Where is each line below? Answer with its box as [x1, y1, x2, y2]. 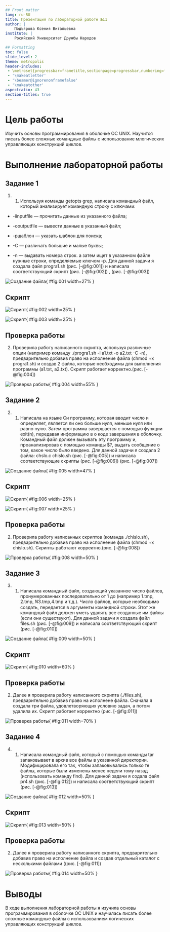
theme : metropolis [5, 59, 44, 64]
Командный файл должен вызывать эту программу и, [20, 436, 137, 442]
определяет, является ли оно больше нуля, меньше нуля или [20, 420, 152, 426]
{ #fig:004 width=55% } [49, 381, 99, 388]
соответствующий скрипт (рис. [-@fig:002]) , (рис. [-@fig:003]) [12, 269, 150, 275]
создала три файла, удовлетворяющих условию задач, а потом [12, 702, 150, 709]
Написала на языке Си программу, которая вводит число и [20, 415, 149, 421]
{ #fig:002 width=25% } [26, 307, 76, 313]
